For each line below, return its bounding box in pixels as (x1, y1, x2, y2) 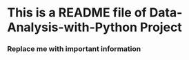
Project (140, 19, 183, 35)
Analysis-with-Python (7, 19, 138, 35)
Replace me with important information (7, 44, 141, 54)
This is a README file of (7, 5, 147, 21)
